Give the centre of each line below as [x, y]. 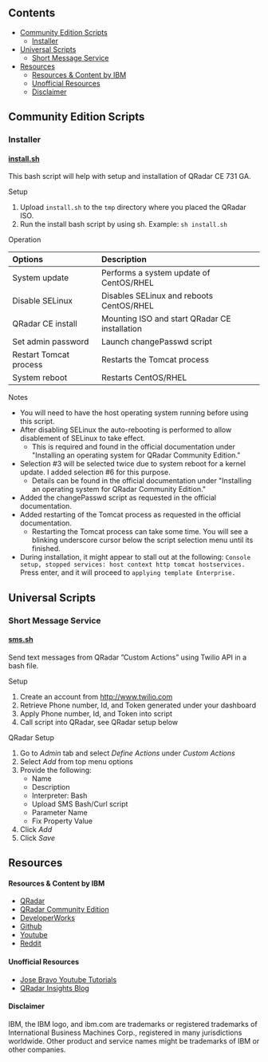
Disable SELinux [43, 301]
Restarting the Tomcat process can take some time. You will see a [140, 532]
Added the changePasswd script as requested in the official [118, 497]
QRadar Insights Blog [54, 988]
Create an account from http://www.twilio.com [96, 696]
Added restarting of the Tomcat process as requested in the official [130, 515]
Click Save [37, 838]
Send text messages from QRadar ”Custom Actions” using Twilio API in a [128, 657]
